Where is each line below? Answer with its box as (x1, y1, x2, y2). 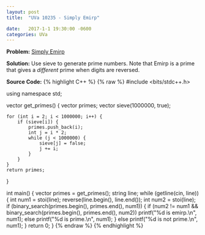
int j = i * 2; (28, 129, 67, 136)
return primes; (6, 167, 45, 173)
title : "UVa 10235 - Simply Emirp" (6, 15, 100, 21)
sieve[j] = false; (39, 140, 86, 146)
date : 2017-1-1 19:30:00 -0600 (6, 26, 92, 32)
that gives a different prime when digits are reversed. (6, 67, 140, 74)
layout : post (6, 9, 40, 15)
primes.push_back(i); (28, 125, 84, 131)
